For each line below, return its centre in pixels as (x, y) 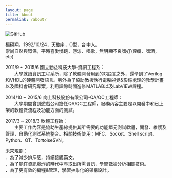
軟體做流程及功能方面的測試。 (46, 110)
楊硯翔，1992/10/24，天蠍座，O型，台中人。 (52, 44)
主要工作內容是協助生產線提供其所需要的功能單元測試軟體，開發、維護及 (90, 127)
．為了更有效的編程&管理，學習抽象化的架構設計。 (58, 170)
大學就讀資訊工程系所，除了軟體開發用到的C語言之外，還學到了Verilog (88, 74)
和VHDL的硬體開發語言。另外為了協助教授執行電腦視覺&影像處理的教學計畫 (85, 80)
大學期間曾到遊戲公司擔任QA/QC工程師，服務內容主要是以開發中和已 (87, 104)
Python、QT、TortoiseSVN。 (36, 140)
